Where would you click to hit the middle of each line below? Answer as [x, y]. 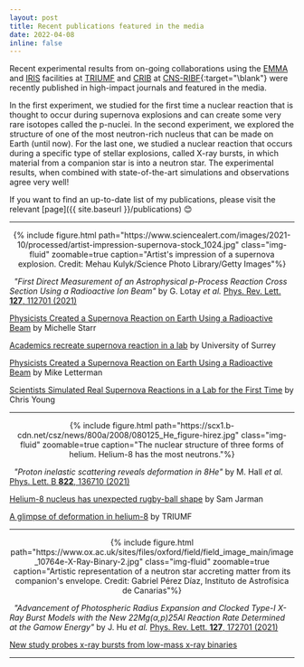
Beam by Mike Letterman [56, 372]
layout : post [34, 18]
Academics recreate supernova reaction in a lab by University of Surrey [142, 345]
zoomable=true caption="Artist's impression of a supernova [163, 255]
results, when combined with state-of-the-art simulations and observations [149, 173]
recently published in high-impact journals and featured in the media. [138, 88]
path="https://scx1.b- [195, 426]
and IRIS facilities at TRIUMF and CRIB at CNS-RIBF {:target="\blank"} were [149, 79]
